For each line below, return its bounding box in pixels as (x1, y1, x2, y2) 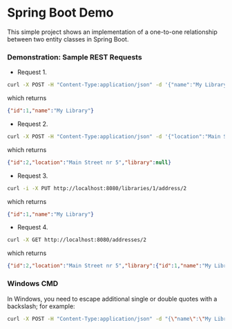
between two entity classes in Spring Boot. (7, 35, 129, 43)
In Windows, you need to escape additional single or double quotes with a (7, 294, 217, 303)
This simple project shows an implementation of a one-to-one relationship (7, 28, 217, 36)
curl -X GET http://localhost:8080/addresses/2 (7, 236, 147, 243)
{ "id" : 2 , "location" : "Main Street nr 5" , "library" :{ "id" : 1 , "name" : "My (7, 263, 212, 270)
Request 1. (17, 68, 47, 77)
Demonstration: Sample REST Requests (7, 52, 143, 62)
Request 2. (17, 120, 48, 128)
